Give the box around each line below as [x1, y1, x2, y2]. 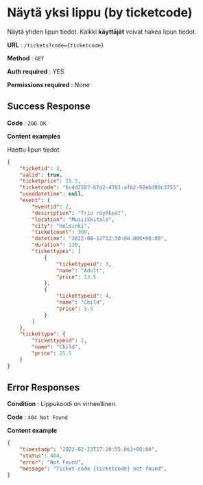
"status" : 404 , [19, 453, 63, 460]
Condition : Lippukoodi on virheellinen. [7, 400, 118, 408]
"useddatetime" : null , [19, 191, 84, 198]
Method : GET [7, 54, 45, 62]
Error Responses [7, 382, 80, 394]
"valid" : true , [19, 171, 63, 178]
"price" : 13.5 [56, 273, 97, 281]
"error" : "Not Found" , [19, 459, 84, 466]
